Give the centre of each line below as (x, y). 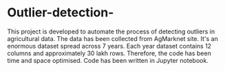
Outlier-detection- (61, 13)
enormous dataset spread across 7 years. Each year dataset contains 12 (109, 46)
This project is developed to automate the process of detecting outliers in (111, 31)
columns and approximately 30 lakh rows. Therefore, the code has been (109, 53)
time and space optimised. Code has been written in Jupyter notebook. (108, 60)
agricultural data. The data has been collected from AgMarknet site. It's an (112, 38)
